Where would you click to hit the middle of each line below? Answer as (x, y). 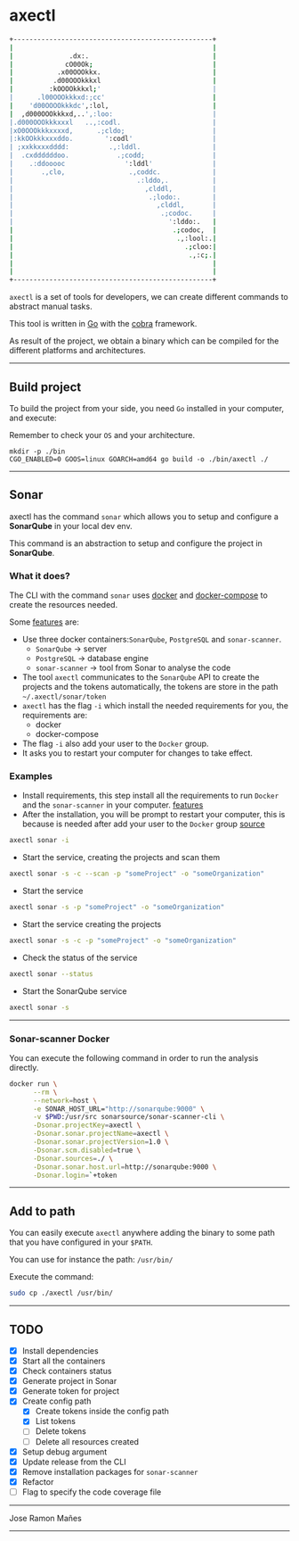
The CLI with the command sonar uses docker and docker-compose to (139, 595)
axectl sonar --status (51, 973)
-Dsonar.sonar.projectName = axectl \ (101, 1134)
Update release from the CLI (74, 1462)
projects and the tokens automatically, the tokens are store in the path (150, 687)
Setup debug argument (65, 1452)
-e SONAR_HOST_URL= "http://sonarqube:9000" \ (118, 1109)
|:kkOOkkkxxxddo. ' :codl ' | (113, 139)
